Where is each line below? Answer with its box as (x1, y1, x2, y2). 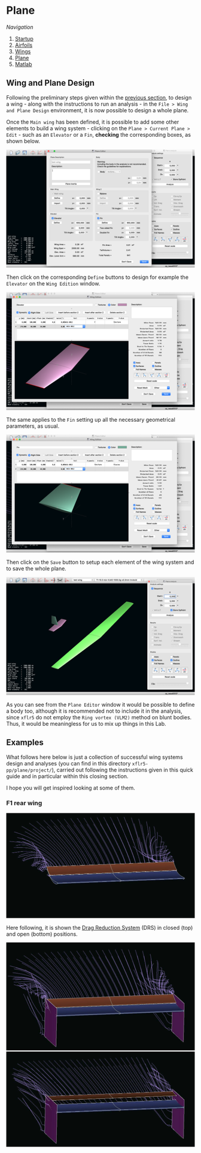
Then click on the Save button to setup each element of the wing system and (6, 559, 194, 566)
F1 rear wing (6, 799, 42, 807)
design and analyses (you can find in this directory (6, 759, 131, 767)
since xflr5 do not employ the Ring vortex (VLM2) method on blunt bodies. (6, 713, 192, 720)
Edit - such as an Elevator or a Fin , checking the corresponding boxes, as (6, 131, 191, 138)
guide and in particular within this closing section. (6, 772, 129, 780)
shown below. (6, 137, 41, 145)
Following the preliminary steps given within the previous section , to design (6, 94, 192, 101)
